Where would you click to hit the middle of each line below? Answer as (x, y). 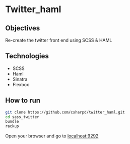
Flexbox (21, 84)
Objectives (23, 28)
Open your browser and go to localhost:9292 (52, 136)
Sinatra (20, 79)
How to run (23, 101)
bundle (12, 122)
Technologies (27, 56)
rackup (12, 126)
